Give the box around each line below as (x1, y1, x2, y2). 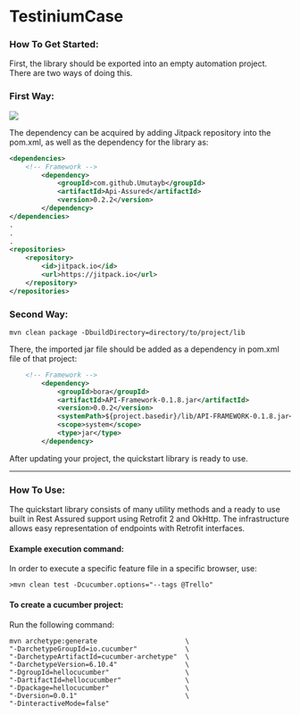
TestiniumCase (9, 6, 124, 27)
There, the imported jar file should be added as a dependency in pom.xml (9, 344, 279, 354)
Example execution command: (9, 543, 125, 554)
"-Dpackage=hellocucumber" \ (9, 683, 190, 693)
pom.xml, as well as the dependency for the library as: (9, 137, 209, 147)
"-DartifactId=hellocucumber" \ (9, 676, 190, 685)
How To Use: (9, 484, 65, 496)
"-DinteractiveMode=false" (9, 699, 110, 708)
